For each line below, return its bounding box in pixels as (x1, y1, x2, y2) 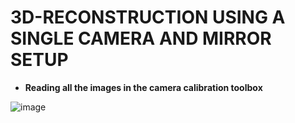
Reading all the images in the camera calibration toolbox (24, 81, 263, 93)
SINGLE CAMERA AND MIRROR (10, 27, 272, 50)
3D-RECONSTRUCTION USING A (10, 6, 286, 29)
